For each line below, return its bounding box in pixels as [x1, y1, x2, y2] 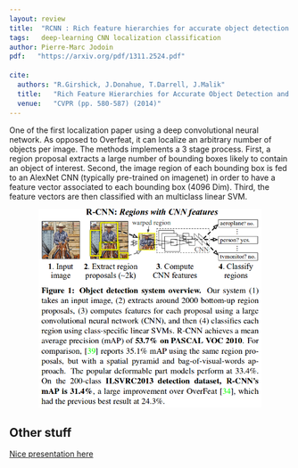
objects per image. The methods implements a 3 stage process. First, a [9, 144, 271, 154]
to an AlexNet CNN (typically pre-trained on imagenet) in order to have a [9, 172, 276, 183]
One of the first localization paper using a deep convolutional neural [9, 125, 259, 135]
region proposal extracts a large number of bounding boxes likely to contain [9, 152, 288, 164]
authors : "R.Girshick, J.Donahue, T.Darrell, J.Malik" [17, 80, 226, 89]
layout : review [9, 14, 66, 23]
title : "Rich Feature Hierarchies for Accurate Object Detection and [17, 89, 290, 98]
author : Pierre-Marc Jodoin [9, 43, 114, 52]
